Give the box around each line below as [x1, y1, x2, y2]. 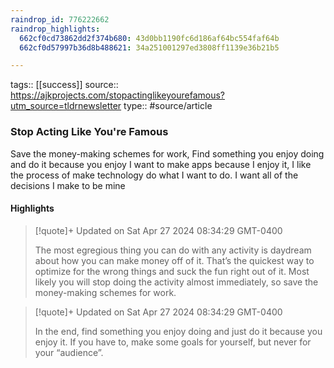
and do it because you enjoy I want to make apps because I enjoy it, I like [10, 158, 312, 170]
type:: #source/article [123, 100, 213, 112]
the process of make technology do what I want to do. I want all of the [10, 169, 299, 181]
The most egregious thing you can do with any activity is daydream [34, 244, 312, 256]
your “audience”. [34, 346, 104, 358]
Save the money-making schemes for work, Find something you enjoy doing [10, 147, 325, 160]
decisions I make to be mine [10, 179, 126, 191]
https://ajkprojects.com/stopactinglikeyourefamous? [10, 89, 226, 101]
